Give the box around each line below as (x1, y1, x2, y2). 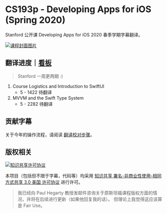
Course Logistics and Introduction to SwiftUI (12, 83, 105, 89)
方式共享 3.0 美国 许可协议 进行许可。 (5, 179, 83, 185)
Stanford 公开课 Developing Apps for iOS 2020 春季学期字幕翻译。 (5, 31, 143, 37)
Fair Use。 (23, 202, 45, 208)
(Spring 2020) (5, 14, 65, 26)
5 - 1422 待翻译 (20, 89, 52, 95)
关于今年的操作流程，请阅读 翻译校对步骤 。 (5, 132, 95, 138)
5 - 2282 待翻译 (20, 101, 53, 107)
